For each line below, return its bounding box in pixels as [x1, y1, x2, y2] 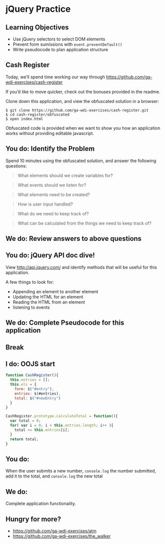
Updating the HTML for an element [12, 294, 83, 300]
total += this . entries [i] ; [14, 428, 70, 433]
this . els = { [10, 382, 37, 387]
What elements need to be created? [17, 191, 90, 198]
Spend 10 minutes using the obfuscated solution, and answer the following [5, 158, 157, 164]
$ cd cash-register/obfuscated [5, 112, 70, 117]
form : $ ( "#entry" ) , [14, 387, 55, 392]
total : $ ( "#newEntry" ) [14, 396, 61, 401]
